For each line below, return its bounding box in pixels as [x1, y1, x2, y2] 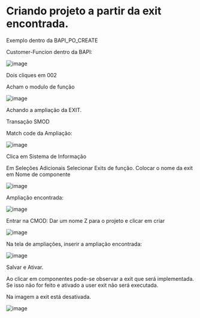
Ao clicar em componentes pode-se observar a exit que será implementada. [6, 275, 195, 282]
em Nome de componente [6, 171, 71, 178]
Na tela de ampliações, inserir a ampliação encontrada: [6, 240, 143, 247]
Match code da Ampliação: [6, 129, 73, 137]
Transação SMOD [6, 118, 50, 125]
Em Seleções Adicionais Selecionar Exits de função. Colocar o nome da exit [6, 164, 193, 171]
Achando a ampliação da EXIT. [6, 106, 82, 113]
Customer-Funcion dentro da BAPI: [6, 48, 93, 55]
